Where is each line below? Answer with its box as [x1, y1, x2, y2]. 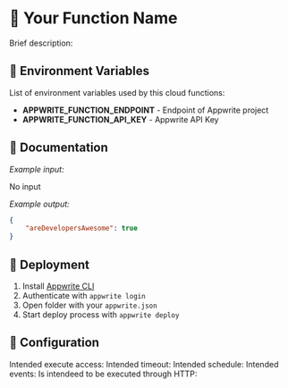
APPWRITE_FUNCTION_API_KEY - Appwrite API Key [21, 114, 219, 124]
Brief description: [9, 38, 73, 48]
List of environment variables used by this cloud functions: [9, 87, 225, 97]
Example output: [9, 198, 70, 209]
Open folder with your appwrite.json [21, 299, 158, 310]
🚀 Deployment [9, 257, 89, 272]
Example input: [9, 164, 64, 174]
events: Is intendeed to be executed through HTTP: [9, 368, 198, 379]
